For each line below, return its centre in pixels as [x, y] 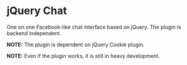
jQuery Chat [37, 11]
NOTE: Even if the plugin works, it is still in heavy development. [83, 56]
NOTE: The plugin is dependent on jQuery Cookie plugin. [76, 45]
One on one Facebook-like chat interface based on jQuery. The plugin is [94, 27]
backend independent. [34, 33]
